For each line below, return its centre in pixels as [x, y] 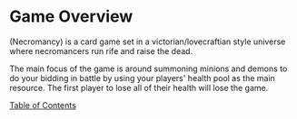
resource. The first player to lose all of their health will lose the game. [139, 87]
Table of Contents [43, 105]
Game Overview [71, 17]
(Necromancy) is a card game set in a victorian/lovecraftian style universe [148, 41]
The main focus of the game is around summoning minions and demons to [148, 69]
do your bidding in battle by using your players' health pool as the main [142, 78]
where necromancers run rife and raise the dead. [101, 50]
